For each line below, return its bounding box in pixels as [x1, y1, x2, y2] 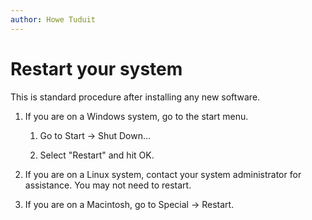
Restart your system [10, 57, 183, 80]
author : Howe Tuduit [10, 14, 97, 25]
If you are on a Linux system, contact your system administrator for [24, 168, 302, 180]
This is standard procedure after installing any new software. [10, 91, 261, 103]
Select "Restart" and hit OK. [39, 149, 155, 161]
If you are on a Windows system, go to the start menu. [24, 110, 249, 122]
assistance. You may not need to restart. [24, 179, 192, 191]
